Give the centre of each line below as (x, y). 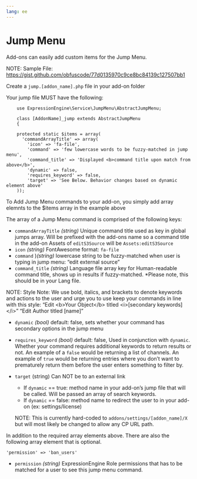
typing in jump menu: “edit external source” (67, 262)
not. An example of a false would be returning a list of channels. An (97, 352)
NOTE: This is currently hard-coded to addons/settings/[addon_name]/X (101, 418)
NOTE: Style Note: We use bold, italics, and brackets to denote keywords (94, 292)
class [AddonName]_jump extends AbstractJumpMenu (79, 118)
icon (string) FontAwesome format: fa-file (67, 249)
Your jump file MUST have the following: (55, 97)
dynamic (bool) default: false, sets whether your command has (89, 322)
